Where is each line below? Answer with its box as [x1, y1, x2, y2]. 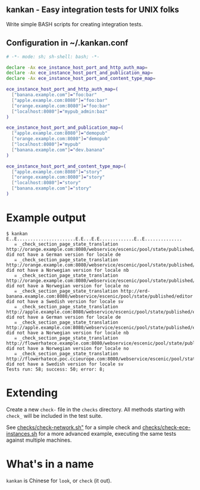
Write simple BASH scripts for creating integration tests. [6, 20, 143, 27]
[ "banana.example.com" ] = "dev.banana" [11, 147, 105, 153]
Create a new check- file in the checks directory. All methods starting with [6, 405, 186, 413]
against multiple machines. [6, 436, 72, 444]
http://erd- [120, 288, 151, 294]
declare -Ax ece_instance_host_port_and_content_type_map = [6, 76, 156, 82]
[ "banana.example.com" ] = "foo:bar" [11, 92, 97, 98]
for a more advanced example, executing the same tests [38, 430, 177, 437]
